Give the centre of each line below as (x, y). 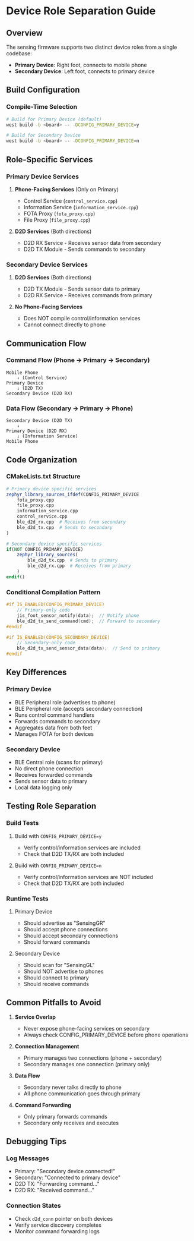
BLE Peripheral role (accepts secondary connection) (79, 708)
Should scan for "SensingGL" (59, 965)
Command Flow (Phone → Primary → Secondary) (78, 360)
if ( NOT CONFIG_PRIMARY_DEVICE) (45, 549)
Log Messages (28, 1158)
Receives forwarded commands (54, 775)
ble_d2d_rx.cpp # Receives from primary (79, 566)
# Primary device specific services (51, 489)
